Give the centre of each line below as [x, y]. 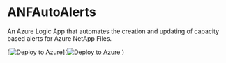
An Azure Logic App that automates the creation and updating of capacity [113, 31]
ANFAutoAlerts [52, 12]
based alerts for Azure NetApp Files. [60, 38]
